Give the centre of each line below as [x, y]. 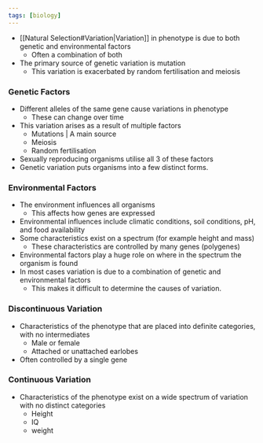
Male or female [55, 342]
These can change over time [77, 117]
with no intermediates [55, 334]
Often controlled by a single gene [73, 360]
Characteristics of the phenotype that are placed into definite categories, [137, 326]
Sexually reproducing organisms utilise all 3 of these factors [116, 159]
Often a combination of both [77, 54]
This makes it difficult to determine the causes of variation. [126, 289]
